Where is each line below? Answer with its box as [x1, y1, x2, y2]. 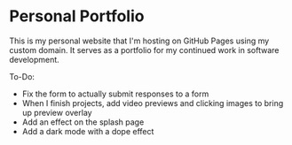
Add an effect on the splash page [21, 117, 145, 127]
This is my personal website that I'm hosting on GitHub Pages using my [9, 35, 270, 46]
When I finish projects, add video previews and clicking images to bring [21, 97, 284, 108]
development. [9, 54, 59, 65]
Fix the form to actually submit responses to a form [21, 88, 209, 99]
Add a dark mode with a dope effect [21, 126, 154, 136]
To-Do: [9, 71, 36, 81]
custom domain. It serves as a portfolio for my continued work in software [9, 44, 280, 55]
